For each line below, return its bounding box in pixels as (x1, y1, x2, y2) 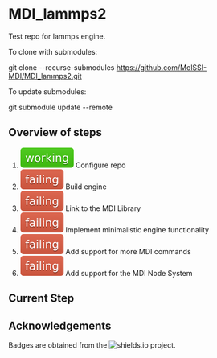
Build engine (65, 182, 107, 191)
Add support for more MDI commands (65, 246, 191, 256)
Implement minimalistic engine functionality (65, 224, 210, 234)
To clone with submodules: (8, 47, 98, 56)
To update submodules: (8, 86, 87, 97)
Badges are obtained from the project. (8, 339, 176, 350)
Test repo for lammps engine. (8, 31, 106, 41)
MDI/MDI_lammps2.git (8, 71, 82, 80)
